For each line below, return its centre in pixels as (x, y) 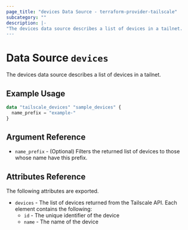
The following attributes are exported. (53, 191)
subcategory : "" (26, 17)
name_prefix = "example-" (44, 113)
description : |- (26, 23)
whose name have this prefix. (51, 158)
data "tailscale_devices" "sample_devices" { (64, 107)
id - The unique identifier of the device (72, 216)
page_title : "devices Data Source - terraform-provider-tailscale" (92, 12)
